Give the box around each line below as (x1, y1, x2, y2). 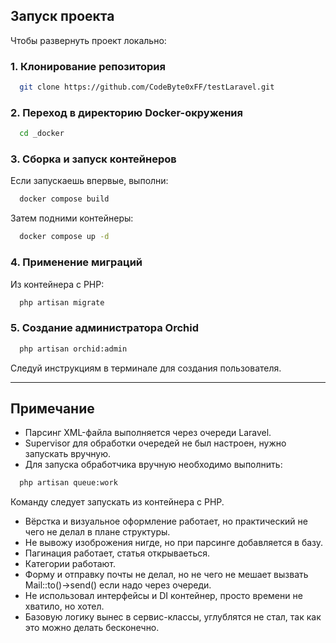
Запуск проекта (10, 8, 115, 25)
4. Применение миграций (10, 255, 143, 269)
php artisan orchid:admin (19, 344, 128, 354)
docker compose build (19, 194, 110, 204)
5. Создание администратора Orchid (10, 321, 199, 335)
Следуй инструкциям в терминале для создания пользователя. (10, 362, 282, 374)
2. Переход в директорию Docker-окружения (10, 105, 243, 119)
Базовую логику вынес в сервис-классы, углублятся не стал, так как (24, 611, 322, 623)
